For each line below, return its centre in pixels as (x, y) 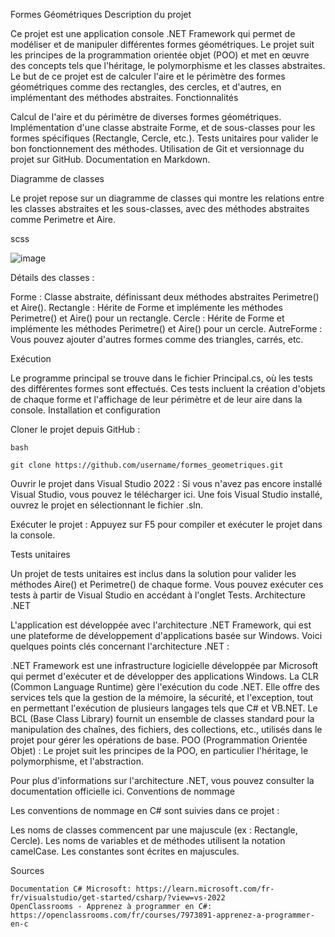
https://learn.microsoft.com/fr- (205, 889)
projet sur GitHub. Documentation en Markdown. (110, 159)
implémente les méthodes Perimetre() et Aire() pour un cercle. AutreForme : (166, 328)
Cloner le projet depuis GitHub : (75, 429)
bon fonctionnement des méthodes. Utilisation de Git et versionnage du (157, 148)
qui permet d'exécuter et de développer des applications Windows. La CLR (164, 676)
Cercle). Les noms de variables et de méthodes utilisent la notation (148, 840)
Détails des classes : (52, 277)
